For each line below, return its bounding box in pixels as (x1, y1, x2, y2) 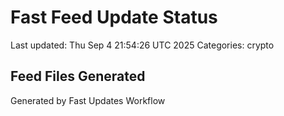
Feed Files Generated (10, 68, 146, 85)
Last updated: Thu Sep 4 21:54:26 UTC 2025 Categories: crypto (10, 39, 275, 51)
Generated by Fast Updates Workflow (10, 94, 166, 106)
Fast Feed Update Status (10, 6, 218, 29)
